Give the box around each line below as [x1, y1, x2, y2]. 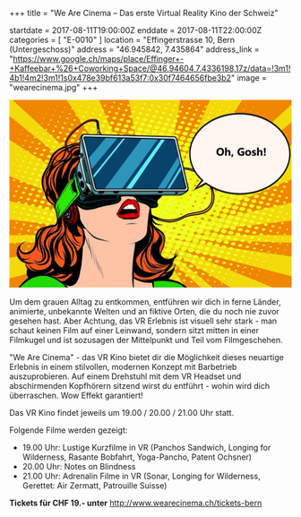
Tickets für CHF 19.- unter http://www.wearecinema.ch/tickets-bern [9, 497, 262, 508]
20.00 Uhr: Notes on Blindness [21, 461, 136, 471]
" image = [230, 73, 267, 83]
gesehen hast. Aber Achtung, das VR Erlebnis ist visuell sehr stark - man [9, 315, 278, 326]
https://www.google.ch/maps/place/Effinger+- [13, 54, 185, 64]
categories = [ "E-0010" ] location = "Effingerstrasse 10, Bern [9, 35, 236, 45]
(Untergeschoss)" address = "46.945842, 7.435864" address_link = [9, 44, 260, 55]
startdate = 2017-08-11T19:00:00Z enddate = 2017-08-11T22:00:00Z [9, 25, 262, 35]
